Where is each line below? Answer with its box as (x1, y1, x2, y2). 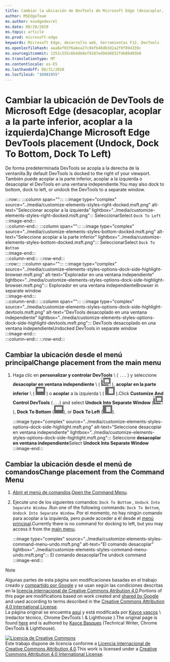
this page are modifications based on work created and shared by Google (5, 593, 159, 599)
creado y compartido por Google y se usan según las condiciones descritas (5, 582, 163, 588)
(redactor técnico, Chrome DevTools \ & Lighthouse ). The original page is (5, 614, 158, 621)
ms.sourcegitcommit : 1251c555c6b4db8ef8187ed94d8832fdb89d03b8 (5, 51, 142, 56)
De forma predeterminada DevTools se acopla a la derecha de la (5, 165, 139, 171)
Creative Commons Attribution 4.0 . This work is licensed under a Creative (5, 645, 157, 652)
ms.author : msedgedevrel (5, 19, 58, 24)
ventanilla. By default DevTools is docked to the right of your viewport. (5, 170, 151, 176)
